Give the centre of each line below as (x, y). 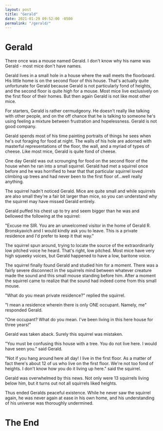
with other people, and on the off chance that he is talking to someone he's (80, 116)
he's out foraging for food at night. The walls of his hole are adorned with (78, 141)
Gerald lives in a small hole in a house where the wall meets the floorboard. (80, 76)
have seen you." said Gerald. (34, 349)
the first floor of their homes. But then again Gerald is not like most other (78, 96)
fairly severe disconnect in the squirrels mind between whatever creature (78, 270)
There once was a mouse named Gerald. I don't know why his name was (78, 61)
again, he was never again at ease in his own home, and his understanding (80, 398)
